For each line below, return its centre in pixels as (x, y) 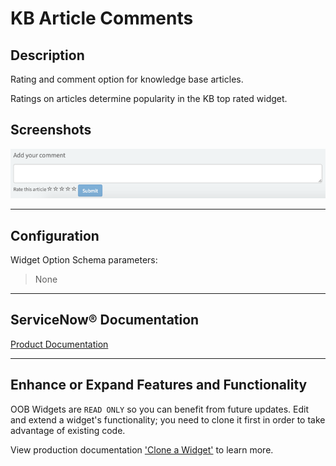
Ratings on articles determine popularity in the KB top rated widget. (149, 98)
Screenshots (51, 130)
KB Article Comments (102, 18)
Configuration (55, 235)
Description (47, 55)
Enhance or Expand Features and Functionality (159, 385)
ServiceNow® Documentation (105, 320)
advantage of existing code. (68, 430)
